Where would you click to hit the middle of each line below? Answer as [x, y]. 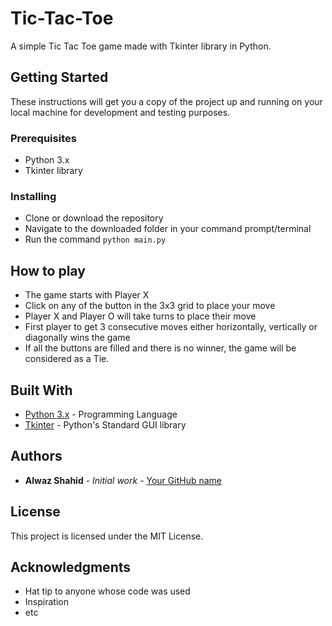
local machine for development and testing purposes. [120, 112]
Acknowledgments [71, 567]
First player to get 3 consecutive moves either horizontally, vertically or [171, 327]
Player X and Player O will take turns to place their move [140, 316]
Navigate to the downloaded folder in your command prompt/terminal [168, 229]
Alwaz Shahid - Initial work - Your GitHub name [123, 480]
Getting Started [59, 77]
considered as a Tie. [67, 359]
